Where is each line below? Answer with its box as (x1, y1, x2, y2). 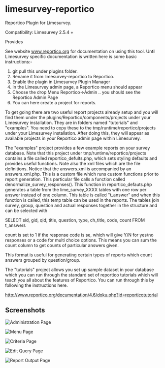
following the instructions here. (5, 282, 68, 288)
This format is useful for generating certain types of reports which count (5, 252, 152, 258)
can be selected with (5, 208, 48, 214)
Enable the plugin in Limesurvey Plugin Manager (12, 79, 111, 85)
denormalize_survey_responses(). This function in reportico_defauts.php (5, 181, 152, 187)
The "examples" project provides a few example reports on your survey (5, 145, 150, 151)
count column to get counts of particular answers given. (5, 242, 119, 248)
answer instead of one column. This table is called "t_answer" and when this (5, 192, 160, 198)
